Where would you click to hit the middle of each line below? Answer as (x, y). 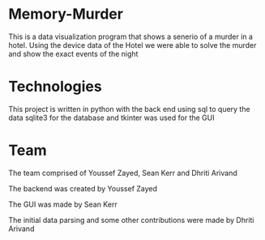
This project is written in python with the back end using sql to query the (129, 109)
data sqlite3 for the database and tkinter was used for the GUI (111, 118)
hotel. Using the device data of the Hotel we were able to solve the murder (132, 45)
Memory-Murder (66, 14)
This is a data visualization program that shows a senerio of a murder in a (131, 36)
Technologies (56, 87)
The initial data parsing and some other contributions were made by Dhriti (131, 220)
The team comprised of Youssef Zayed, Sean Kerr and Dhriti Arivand (123, 173)
